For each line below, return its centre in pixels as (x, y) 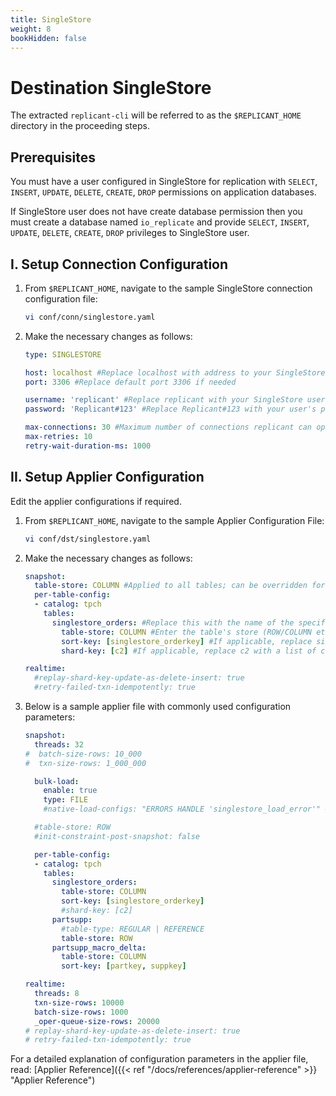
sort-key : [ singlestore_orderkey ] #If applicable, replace (187, 641)
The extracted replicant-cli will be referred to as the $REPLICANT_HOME (156, 115)
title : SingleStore (51, 19)
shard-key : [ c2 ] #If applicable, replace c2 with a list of (189, 651)
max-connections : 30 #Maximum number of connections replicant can (168, 427)
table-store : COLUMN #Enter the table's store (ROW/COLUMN (186, 632)
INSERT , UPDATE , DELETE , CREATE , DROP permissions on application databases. (163, 192)
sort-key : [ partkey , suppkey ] (124, 966)
